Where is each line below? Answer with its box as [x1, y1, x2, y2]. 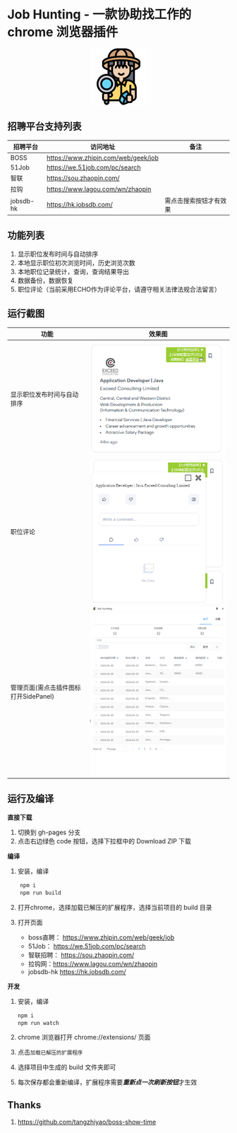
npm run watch [17, 1019, 59, 1026]
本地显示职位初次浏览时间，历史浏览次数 [17, 259, 135, 267]
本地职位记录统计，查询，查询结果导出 [17, 267, 129, 275]
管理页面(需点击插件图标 [10, 683, 81, 692]
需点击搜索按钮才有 [164, 196, 221, 205]
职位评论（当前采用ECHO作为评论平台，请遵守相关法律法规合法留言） [17, 285, 221, 293]
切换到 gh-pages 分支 [17, 828, 81, 836]
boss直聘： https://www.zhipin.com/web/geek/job [28, 933, 175, 942]
